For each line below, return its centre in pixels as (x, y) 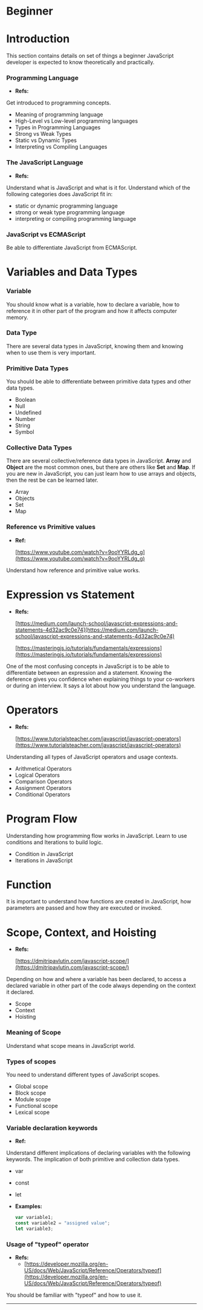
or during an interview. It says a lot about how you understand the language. (101, 685)
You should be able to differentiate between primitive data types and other (99, 382)
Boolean (25, 400)
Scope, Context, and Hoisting (82, 932)
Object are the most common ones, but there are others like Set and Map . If (101, 467)
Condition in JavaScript (44, 854)
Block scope (31, 1093)
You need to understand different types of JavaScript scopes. (83, 1075)
